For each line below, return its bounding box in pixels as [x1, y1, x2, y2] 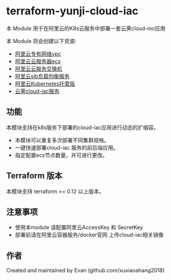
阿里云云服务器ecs [14, 57, 61, 65]
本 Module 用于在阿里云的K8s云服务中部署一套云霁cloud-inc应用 [6, 25, 166, 32]
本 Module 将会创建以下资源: [6, 37, 77, 44]
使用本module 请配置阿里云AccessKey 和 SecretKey [14, 224, 143, 231]
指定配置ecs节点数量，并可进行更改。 [14, 151, 108, 159]
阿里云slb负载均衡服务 [14, 72, 70, 80]
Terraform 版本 [6, 171, 63, 181]
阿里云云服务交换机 [14, 65, 63, 72]
